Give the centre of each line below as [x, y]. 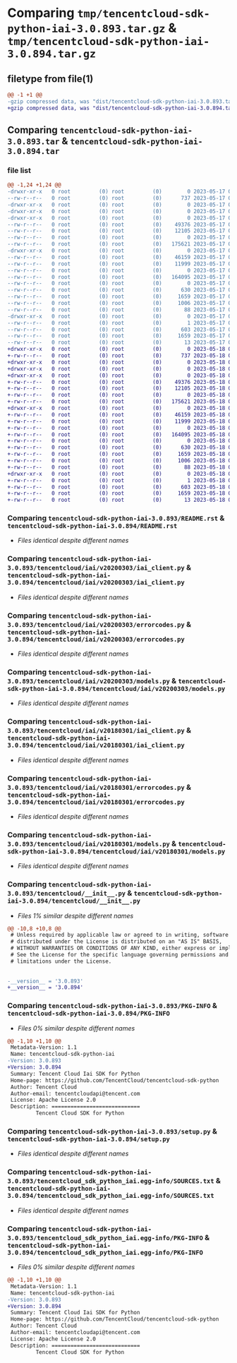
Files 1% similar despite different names [75, 915]
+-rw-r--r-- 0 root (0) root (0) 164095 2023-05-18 [116, 434]
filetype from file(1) [50, 79]
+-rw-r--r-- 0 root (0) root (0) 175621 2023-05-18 [116, 402]
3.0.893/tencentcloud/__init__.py [66, 894]
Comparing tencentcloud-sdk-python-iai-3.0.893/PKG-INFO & [112, 1006]
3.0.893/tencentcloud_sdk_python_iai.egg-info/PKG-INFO [105, 1238]
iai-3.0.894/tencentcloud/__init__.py [74, 901]
